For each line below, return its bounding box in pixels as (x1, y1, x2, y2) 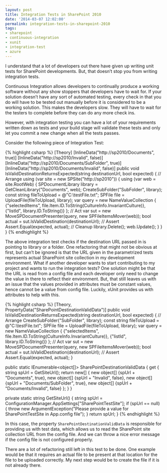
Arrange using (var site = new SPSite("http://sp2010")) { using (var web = (5, 176, 156, 182)
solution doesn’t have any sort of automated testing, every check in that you (5, 93, 162, 100)
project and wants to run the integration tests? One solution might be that (5, 265, 156, 271)
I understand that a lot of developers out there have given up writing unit (5, 63, 154, 69)
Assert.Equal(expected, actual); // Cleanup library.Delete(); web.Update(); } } (5, 223, 163, 230)
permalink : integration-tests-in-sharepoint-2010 (5, 21, 111, 26)
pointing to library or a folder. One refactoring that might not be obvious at (5, 244, 158, 250)
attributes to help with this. (5, 292, 60, 298)
